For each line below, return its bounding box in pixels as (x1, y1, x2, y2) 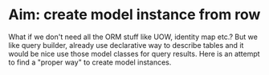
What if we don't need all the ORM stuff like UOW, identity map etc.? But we (8, 32, 259, 41)
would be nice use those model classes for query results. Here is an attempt (8, 49, 260, 58)
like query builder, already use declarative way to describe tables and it (8, 40, 244, 49)
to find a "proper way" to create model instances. (8, 57, 172, 67)
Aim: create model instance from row (8, 6, 261, 24)
